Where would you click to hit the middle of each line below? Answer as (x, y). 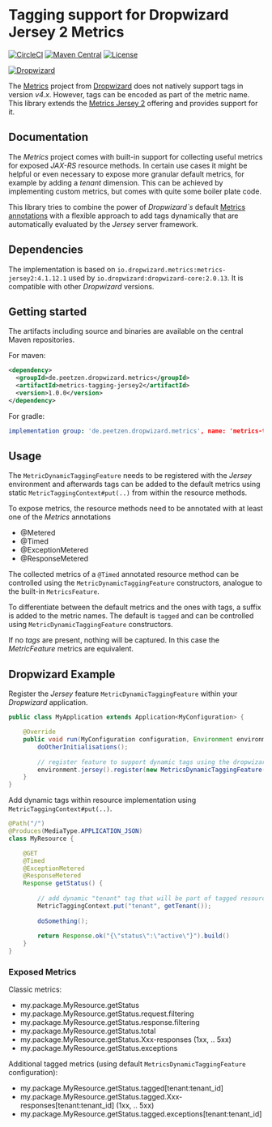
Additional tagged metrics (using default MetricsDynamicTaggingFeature (127, 1064)
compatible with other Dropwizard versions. (81, 286)
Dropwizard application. (48, 702)
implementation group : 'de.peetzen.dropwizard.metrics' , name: (117, 431)
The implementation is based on (62, 269)
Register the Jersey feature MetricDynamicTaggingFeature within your (123, 694)
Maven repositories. (42, 340)
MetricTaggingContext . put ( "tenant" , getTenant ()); (125, 906)
